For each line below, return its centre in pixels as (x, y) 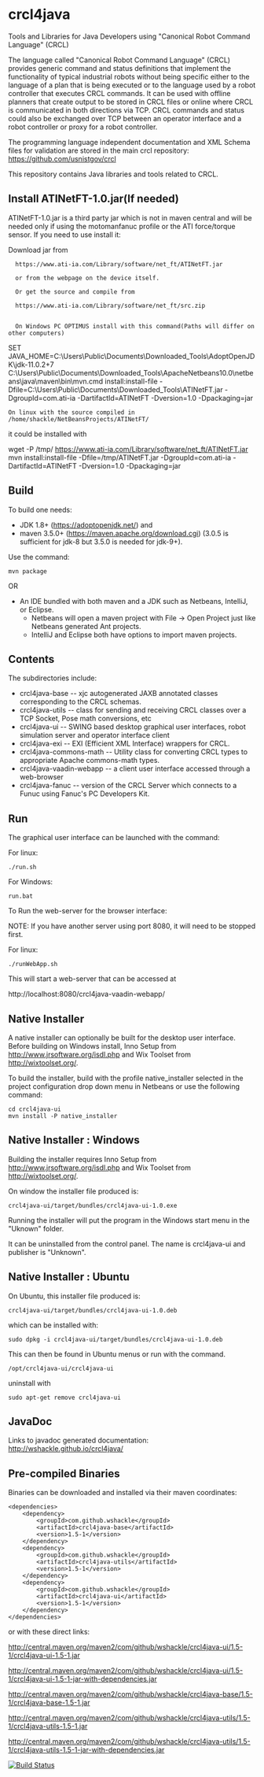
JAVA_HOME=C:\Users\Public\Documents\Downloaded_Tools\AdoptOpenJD (132, 356)
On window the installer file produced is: (73, 1191)
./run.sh (22, 868)
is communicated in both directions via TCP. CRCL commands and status (126, 110)
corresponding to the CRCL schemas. (80, 702)
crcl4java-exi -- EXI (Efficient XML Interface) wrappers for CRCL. (125, 744)
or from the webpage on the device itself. (87, 278)
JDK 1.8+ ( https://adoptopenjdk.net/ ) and (86, 524)
